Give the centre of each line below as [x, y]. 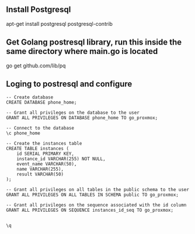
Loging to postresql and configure [69, 84]
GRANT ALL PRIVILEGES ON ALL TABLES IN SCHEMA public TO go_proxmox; [93, 195]
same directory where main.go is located [82, 51]
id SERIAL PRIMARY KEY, [46, 154]
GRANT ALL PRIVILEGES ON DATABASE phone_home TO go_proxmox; [82, 118]
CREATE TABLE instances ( [37, 149]
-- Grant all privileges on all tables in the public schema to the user [98, 190]
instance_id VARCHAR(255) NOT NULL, [61, 159]
